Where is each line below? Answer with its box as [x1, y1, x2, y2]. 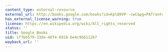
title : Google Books [5, 30, 48, 35]
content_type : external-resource [5, 7, 75, 12]
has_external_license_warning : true [5, 16, 81, 21]
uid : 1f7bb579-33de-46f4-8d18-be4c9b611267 [5, 35, 97, 40]
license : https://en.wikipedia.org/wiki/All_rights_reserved [5, 21, 135, 26]
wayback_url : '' [5, 40, 39, 45]
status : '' [5, 26, 28, 31]
